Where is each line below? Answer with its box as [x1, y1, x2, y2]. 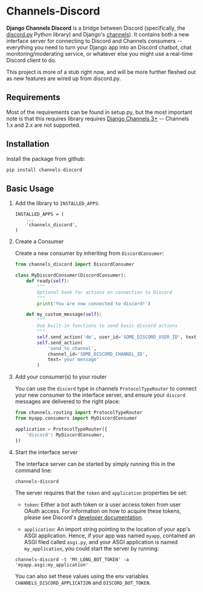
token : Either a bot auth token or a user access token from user [24, 501, 181, 508]
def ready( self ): [26, 278, 70, 284]
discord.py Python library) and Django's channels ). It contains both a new [6, 30, 189, 38]
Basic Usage [6, 183, 54, 193]
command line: [14, 466, 53, 474]
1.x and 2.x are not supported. [6, 121, 81, 129]
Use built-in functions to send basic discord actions [37, 323, 178, 329]
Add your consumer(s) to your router [14, 373, 107, 380]
